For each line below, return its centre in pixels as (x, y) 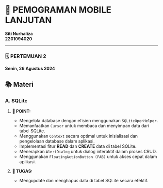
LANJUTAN (28, 20)
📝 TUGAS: (22, 171)
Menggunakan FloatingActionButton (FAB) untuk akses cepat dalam (88, 157)
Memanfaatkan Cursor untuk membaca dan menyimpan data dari (84, 125)
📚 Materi (19, 84)
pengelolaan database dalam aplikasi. (57, 141)
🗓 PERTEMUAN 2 (26, 56)
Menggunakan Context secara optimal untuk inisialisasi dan (79, 136)
